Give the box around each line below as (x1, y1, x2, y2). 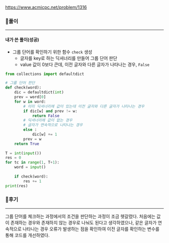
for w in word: (14, 99, 46, 104)
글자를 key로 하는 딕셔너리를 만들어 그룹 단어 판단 (20, 55, 117, 61)
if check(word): (14, 174, 49, 179)
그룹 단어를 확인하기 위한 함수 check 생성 (12, 49, 93, 55)
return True (14, 141, 39, 146)
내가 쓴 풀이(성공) (5, 36, 39, 42)
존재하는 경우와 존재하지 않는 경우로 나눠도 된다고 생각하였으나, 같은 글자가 (10, 219, 157, 225)
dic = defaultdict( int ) (14, 90, 64, 95)
